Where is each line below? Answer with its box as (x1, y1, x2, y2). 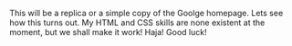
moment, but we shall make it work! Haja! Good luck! (9, 27, 207, 37)
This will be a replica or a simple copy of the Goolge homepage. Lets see (9, 8, 284, 18)
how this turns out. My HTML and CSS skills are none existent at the (9, 17, 266, 28)
